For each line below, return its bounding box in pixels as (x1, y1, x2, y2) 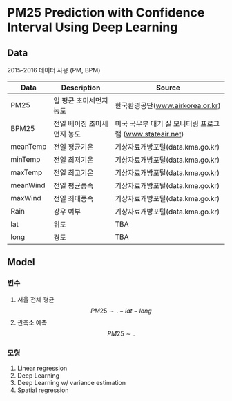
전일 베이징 (53, 119, 88, 128)
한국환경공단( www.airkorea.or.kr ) (115, 101, 221, 110)
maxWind (10, 194, 41, 203)
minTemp (10, 155, 41, 164)
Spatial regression (17, 386, 69, 394)
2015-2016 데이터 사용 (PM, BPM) (7, 66, 101, 74)
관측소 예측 (17, 318, 48, 327)
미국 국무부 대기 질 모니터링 (115, 119, 199, 128)
